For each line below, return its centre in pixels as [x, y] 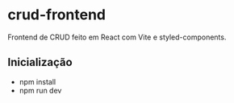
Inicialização [40, 62]
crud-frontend [57, 15]
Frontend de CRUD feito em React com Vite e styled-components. [117, 37]
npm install [38, 81]
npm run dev [40, 90]
